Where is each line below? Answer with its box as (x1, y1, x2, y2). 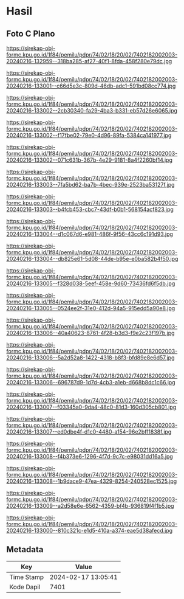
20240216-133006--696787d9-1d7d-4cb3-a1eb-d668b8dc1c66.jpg (6, 379, 175, 386)
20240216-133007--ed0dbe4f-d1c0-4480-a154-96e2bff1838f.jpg (6, 428, 172, 435)
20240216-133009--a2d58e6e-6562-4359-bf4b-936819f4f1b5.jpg (6, 502, 174, 509)
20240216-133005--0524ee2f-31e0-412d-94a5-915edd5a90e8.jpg (6, 305, 175, 311)
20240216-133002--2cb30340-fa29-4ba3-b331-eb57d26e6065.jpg (6, 107, 178, 114)
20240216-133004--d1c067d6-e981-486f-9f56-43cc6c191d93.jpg (6, 230, 173, 238)
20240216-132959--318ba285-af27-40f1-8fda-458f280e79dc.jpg (6, 58, 172, 64)
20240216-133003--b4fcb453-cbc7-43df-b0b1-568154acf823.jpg (6, 206, 174, 213)
